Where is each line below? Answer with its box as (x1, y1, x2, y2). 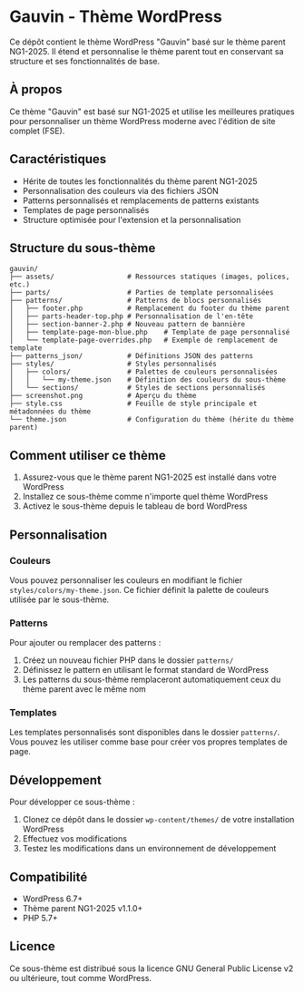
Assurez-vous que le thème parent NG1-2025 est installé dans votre (22, 472, 277, 482)
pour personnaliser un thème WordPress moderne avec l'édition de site (9, 115, 276, 126)
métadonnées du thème (9, 407, 92, 416)
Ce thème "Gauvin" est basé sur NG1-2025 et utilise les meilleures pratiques (9, 106, 295, 117)
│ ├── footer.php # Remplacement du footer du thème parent (9, 304, 290, 314)
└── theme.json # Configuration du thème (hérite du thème (9, 415, 295, 424)
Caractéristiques (9, 151, 107, 167)
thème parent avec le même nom (22, 684, 147, 695)
